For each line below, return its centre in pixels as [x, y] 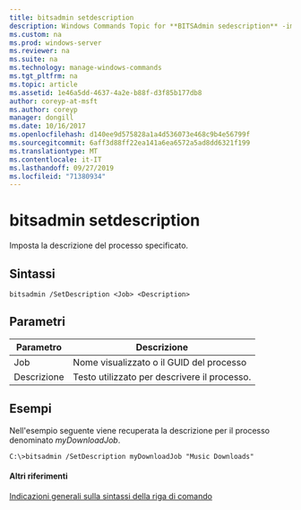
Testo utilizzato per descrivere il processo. [162, 376]
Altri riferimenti [39, 476]
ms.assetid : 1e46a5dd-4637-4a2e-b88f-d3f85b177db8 [106, 92]
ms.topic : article [43, 84]
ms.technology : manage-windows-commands [86, 68]
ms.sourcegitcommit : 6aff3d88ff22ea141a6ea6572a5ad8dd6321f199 [130, 143]
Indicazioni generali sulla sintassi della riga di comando [111, 496]
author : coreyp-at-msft [54, 101]
